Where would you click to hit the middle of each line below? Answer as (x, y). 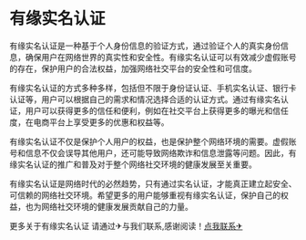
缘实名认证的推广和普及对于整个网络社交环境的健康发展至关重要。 (133, 164)
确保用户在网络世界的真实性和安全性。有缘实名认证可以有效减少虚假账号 (161, 57)
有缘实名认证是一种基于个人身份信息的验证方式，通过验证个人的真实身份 (145, 46)
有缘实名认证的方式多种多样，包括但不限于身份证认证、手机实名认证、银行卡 (153, 88)
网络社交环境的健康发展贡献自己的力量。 (117, 206)
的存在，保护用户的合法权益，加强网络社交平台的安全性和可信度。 (133, 68)
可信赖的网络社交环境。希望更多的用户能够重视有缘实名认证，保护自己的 (145, 195)
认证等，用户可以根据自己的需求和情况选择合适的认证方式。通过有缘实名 (145, 99)
